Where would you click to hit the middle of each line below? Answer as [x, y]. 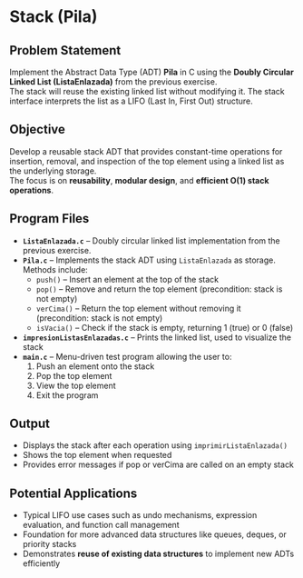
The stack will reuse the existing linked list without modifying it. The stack [147, 91]
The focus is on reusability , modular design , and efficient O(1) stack [139, 180]
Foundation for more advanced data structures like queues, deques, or [155, 534]
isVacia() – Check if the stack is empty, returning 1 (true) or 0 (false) [165, 327]
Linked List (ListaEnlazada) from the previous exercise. [113, 82]
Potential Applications [73, 493]
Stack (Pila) [54, 17]
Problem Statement [65, 50]
